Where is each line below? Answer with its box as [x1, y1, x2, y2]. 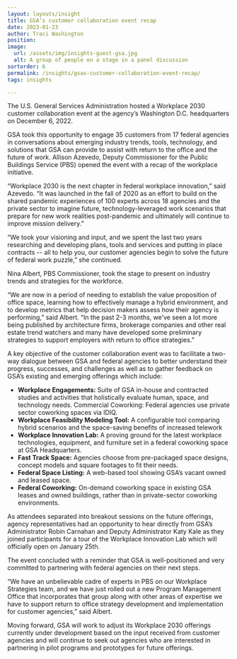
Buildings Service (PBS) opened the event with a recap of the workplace [7, 161, 218, 169]
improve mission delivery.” [7, 219, 84, 228]
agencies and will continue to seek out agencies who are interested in [7, 636, 211, 645]
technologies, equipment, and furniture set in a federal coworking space [17, 438, 229, 447]
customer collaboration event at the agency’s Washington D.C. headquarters [7, 109, 230, 118]
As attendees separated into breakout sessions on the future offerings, [7, 512, 214, 521]
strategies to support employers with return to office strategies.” [7, 336, 195, 344]
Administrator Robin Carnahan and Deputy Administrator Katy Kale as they [7, 527, 224, 536]
